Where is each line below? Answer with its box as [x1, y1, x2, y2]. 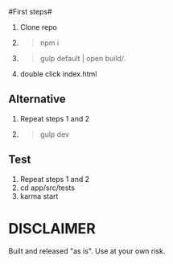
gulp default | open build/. [39, 54, 126, 63]
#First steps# [8, 7, 52, 16]
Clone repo [19, 23, 58, 31]
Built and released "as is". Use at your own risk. [8, 245, 166, 256]
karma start [19, 191, 59, 200]
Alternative [8, 93, 66, 106]
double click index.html [19, 69, 97, 79]
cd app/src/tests [19, 183, 75, 192]
